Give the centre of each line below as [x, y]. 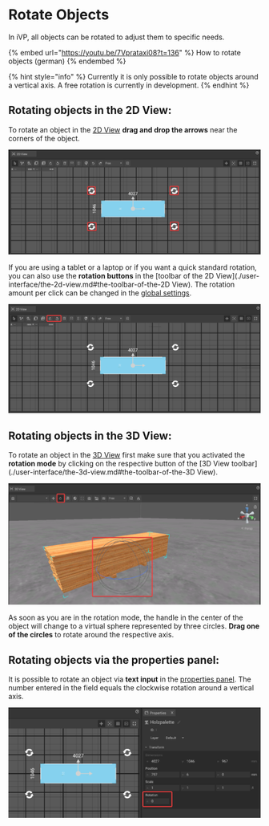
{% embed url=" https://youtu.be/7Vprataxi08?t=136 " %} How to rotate [125, 52]
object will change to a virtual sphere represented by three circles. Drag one [134, 626]
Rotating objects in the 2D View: [90, 110]
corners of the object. [44, 138]
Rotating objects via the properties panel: [114, 660]
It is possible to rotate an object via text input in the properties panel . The [130, 679]
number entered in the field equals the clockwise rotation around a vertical [131, 688]
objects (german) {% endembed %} [67, 61]
